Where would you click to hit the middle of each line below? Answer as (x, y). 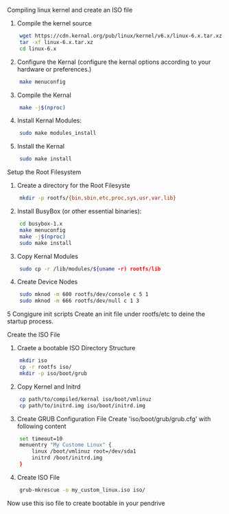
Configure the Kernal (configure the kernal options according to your (114, 62)
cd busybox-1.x (41, 224)
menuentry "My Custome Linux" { (65, 445)
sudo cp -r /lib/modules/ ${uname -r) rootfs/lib (90, 269)
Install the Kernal (41, 147)
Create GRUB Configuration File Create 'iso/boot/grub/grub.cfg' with (114, 418)
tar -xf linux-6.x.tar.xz (57, 42)
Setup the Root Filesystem (44, 172)
